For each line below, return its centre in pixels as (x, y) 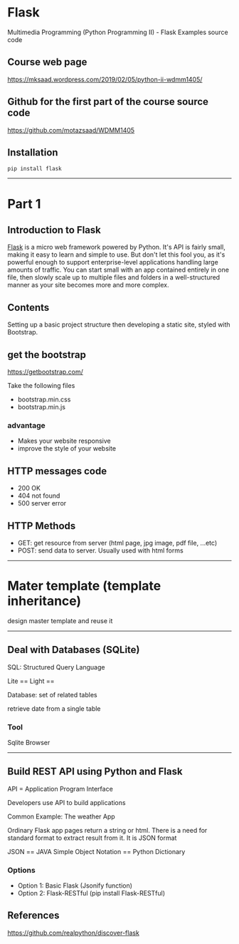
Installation (33, 152)
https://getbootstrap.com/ (46, 372)
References (33, 916)
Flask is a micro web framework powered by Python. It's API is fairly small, (116, 247)
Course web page (47, 62)
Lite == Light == (31, 681)
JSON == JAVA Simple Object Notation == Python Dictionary (96, 851)
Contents (28, 307)
